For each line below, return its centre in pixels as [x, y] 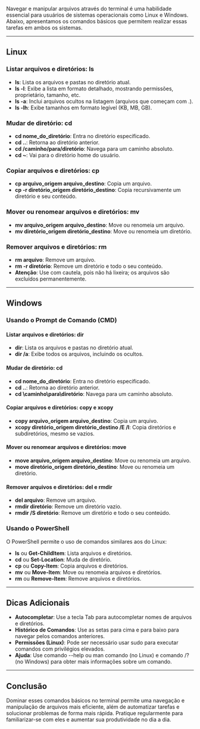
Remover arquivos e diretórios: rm [57, 246]
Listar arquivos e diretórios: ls [50, 69]
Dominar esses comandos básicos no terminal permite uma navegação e [96, 701]
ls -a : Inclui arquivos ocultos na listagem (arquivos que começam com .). [104, 101]
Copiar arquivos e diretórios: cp [53, 170]
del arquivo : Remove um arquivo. [56, 500]
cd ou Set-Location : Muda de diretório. [63, 559]
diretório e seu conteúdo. [46, 196]
